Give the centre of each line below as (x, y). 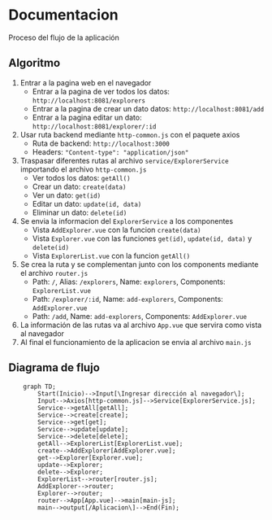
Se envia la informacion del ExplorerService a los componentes (127, 221)
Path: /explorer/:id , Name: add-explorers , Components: (127, 299)
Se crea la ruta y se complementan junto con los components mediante (139, 264)
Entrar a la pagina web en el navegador (86, 82)
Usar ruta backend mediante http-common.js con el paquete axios (130, 134)
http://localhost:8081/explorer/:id (94, 127)
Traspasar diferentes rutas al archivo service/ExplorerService (124, 160)
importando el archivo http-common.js (83, 169)
